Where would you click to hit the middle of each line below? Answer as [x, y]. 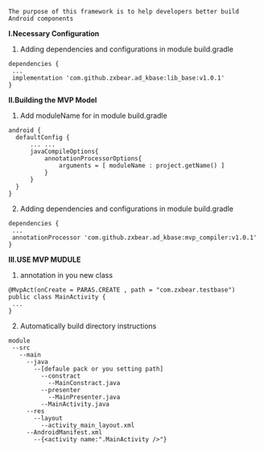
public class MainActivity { [57, 297]
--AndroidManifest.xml [64, 432]
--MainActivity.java [75, 404]
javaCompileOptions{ [64, 151]
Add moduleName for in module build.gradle [93, 116]
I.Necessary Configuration [54, 33]
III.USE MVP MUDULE [45, 259]
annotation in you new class [66, 275]
